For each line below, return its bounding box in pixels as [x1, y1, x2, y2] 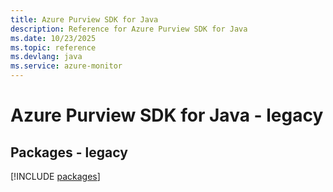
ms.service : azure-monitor [10, 61, 123, 71]
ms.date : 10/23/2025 [10, 33, 97, 43]
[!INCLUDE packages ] [10, 171, 101, 182]
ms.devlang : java [10, 52, 83, 62]
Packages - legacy [10, 144, 128, 161]
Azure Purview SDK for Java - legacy [10, 104, 324, 127]
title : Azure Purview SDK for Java [10, 14, 159, 25]
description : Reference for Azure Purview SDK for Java [10, 24, 248, 34]
